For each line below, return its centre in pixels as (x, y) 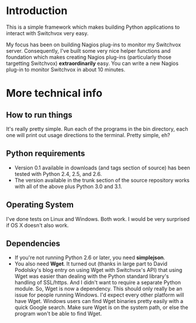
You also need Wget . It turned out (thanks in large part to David (91, 264)
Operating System (40, 205)
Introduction (37, 11)
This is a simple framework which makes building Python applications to (93, 27)
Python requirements (46, 154)
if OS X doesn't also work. (37, 225)
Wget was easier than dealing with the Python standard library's (92, 276)
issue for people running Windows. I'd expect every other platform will (99, 295)
